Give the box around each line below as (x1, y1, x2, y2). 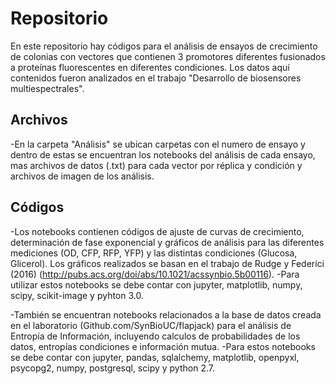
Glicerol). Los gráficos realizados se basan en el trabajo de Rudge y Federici (10, 257, 325, 269)
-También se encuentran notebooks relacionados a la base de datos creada (10, 308, 322, 321)
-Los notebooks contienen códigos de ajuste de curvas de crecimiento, (10, 225, 305, 237)
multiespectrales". (10, 82, 85, 94)
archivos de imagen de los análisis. (10, 170, 155, 182)
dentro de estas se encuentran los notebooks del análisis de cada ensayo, (10, 148, 316, 161)
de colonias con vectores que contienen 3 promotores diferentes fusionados (10, 50, 326, 62)
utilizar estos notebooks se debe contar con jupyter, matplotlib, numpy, (10, 278, 303, 291)
